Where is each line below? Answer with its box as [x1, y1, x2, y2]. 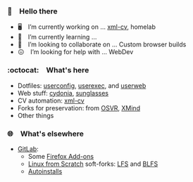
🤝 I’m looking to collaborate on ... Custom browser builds [17, 40, 187, 48]
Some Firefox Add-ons [27, 152, 94, 160]
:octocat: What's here [7, 65, 89, 75]
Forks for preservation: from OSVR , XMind [17, 103, 141, 112]
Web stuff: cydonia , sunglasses [17, 89, 109, 97]
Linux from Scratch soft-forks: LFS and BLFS [27, 160, 158, 168]
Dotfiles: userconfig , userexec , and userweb [17, 81, 147, 90]
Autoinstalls [27, 167, 63, 175]
